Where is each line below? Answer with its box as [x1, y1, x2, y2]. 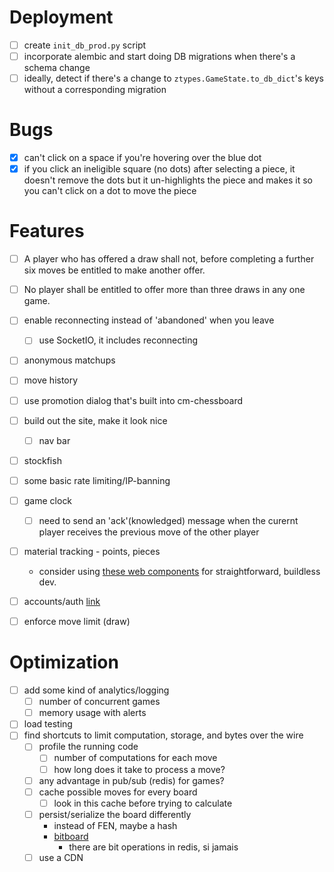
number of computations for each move [53, 752, 218, 764]
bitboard [53, 830, 89, 842]
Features [9, 220, 85, 243]
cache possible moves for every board [38, 786, 198, 798]
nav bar [38, 434, 71, 446]
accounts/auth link [23, 596, 101, 607]
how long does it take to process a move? [53, 763, 226, 775]
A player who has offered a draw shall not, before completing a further [23, 253, 315, 265]
